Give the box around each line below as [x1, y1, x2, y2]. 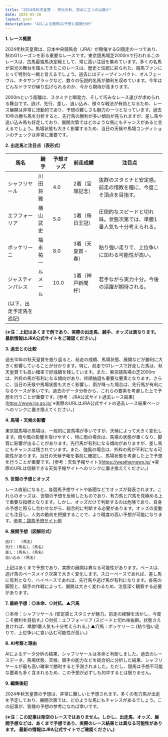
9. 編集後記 [5, 680, 28, 686]
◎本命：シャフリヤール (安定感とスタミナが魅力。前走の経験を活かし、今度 [5, 611, 161, 617]
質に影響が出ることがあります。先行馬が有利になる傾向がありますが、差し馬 [5, 440, 162, 446]
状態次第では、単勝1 [108, 216, 157, 223]
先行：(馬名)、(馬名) [5, 544, 44, 550]
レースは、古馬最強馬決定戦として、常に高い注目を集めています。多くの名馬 [5, 58, 162, 65]
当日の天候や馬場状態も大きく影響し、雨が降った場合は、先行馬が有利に [13, 381, 163, 387]
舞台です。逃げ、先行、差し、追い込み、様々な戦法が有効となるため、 [9, 100, 153, 106]
